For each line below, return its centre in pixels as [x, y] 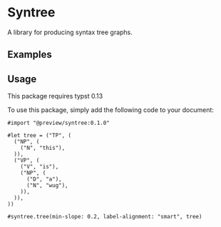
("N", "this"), [43, 148]
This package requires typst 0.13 [55, 96]
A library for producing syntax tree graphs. [70, 32]
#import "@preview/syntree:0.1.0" [59, 123]
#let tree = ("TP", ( [40, 136]
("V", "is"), [40, 167]
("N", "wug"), [47, 186]
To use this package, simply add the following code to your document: [110, 110]
